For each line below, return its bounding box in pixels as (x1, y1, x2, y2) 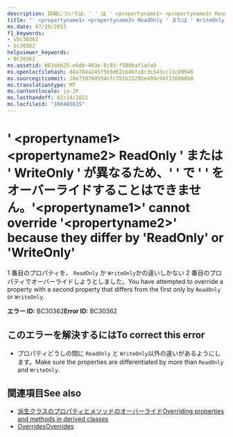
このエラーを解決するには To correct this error (7, 329, 205, 341)
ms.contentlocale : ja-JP (7, 88, 79, 95)
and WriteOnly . (17, 365, 60, 374)
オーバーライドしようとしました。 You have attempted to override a (31, 277, 224, 285)
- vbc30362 (7, 36, 39, 43)
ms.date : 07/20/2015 (7, 23, 67, 30)
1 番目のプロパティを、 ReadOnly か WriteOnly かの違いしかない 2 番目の (7, 269, 210, 277)
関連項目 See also (7, 388, 82, 399)
